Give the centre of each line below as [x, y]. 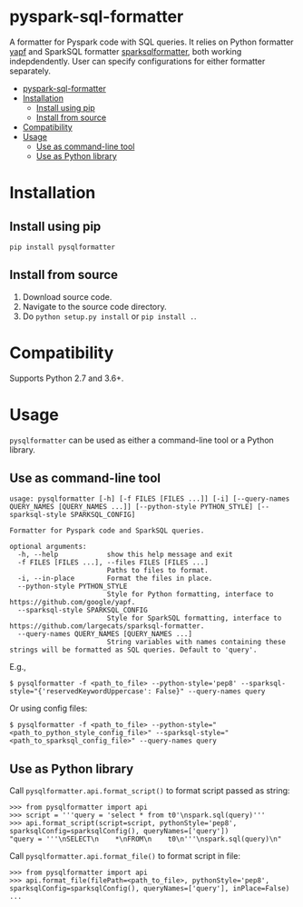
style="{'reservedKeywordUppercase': [81, 692]
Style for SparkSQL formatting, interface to [194, 618]
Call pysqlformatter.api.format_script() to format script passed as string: [150, 791]
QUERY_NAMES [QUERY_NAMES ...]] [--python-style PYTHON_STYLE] [132, 507]
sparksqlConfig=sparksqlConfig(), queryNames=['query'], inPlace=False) [150, 889]
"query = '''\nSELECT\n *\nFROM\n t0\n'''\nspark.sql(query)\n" [146, 839]
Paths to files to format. [157, 571]
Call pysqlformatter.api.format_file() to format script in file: [125, 856]
